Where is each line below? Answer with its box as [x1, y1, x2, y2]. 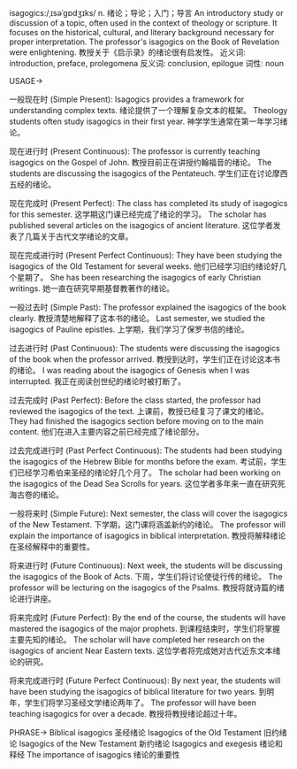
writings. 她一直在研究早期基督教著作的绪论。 [9, 283, 175, 294]
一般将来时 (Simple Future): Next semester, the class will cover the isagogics [9, 508, 288, 519]
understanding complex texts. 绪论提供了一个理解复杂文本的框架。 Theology [9, 105, 288, 115]
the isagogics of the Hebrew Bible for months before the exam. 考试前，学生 [9, 457, 287, 466]
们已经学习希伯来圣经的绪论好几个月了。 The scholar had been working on [9, 467, 281, 478]
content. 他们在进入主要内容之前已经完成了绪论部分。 [9, 427, 205, 436]
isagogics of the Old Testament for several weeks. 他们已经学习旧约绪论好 [9, 261, 279, 272]
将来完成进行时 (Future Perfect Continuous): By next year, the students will [9, 675, 281, 686]
